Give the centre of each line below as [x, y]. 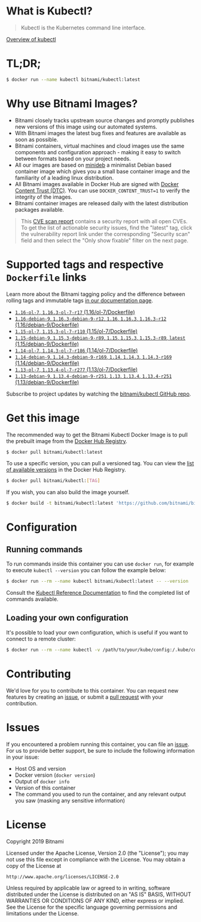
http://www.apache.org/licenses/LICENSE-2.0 [63, 877]
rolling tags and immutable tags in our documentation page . [80, 300]
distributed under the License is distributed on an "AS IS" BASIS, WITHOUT [99, 894]
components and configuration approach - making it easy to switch [98, 152]
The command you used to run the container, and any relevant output [100, 794]
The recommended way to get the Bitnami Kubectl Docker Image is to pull [97, 435]
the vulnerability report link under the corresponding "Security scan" [105, 234]
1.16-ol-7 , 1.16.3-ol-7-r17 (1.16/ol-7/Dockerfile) [75, 312]
